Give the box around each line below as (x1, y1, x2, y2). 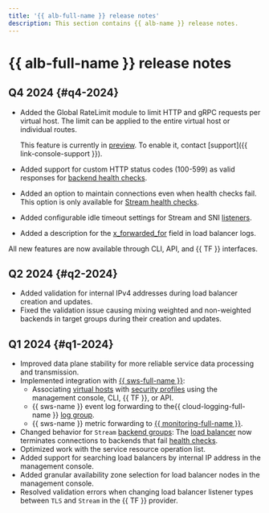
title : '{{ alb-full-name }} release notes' (8, 11, 160, 20)
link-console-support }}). (19, 148, 103, 158)
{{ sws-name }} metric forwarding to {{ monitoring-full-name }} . (31, 419, 243, 428)
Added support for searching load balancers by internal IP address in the (19, 453, 261, 463)
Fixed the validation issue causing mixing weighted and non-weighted (19, 305, 251, 315)
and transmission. (19, 367, 79, 377)
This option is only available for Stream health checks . (19, 197, 199, 206)
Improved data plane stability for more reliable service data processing (19, 359, 255, 369)
